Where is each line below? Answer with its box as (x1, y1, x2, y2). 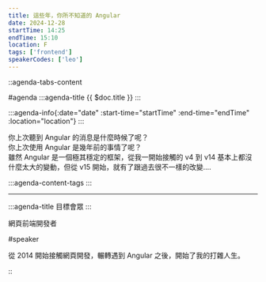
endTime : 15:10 (8, 33, 59, 42)
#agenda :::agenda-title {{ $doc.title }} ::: (8, 92, 141, 102)
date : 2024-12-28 (8, 19, 66, 27)
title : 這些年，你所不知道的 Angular (8, 11, 121, 20)
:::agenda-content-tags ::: (8, 178, 93, 187)
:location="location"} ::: (8, 116, 85, 126)
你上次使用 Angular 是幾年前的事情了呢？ (8, 142, 142, 152)
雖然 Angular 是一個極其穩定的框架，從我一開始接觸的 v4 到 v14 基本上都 (8, 152, 245, 162)
